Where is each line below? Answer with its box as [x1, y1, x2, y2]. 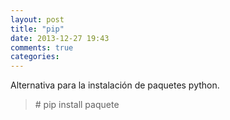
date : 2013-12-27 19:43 [10, 33, 110, 43]
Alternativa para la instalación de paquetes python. [10, 79, 220, 91]
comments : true [10, 42, 74, 53]
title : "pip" [10, 24, 65, 34]
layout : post [10, 14, 65, 25]
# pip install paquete [34, 99, 120, 111]
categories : [10, 52, 60, 62]
